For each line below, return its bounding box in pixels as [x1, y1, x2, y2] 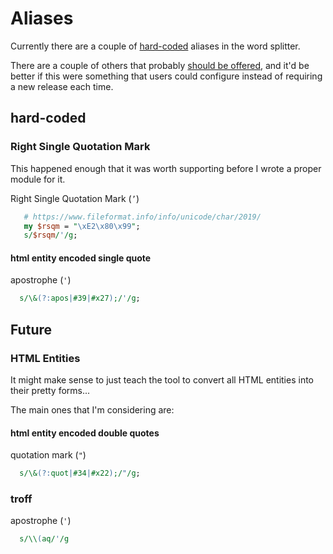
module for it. [10, 173, 66, 185]
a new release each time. [10, 80, 114, 92]
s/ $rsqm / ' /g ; [23, 230, 78, 241]
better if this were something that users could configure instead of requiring [10, 70, 323, 82]
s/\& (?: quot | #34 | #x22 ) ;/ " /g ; [19, 468, 141, 479]
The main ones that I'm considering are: [10, 404, 175, 416]
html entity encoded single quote [10, 252, 152, 264]
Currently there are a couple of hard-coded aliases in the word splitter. [10, 40, 301, 52]
